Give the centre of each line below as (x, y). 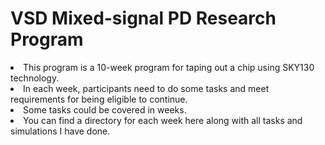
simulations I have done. (60, 131)
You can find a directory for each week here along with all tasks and (163, 120)
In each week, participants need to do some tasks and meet (146, 88)
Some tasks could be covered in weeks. (105, 109)
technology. (35, 78)
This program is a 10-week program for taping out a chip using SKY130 (169, 67)
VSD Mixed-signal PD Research (143, 18)
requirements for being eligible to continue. (99, 99)
